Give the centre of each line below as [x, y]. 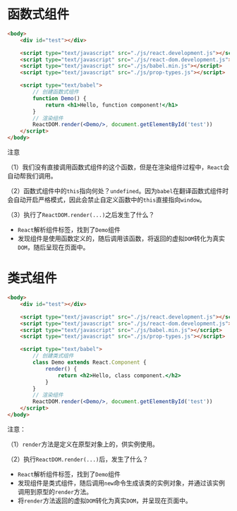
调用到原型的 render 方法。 [55, 491]
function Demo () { [60, 98]
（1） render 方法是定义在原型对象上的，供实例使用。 [83, 444]
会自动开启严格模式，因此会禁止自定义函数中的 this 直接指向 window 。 [107, 200]
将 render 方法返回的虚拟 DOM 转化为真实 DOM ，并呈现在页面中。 [104, 500]
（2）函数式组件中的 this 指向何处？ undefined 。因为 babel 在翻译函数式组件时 [118, 191]
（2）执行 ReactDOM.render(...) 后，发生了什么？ [78, 459]
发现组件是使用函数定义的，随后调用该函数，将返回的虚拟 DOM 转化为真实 [121, 239]
